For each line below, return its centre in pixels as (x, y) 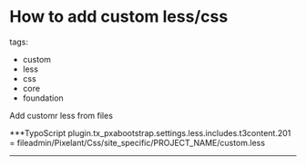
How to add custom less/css (119, 17)
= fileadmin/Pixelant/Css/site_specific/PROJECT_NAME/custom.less (138, 142)
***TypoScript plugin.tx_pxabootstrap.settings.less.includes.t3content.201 (150, 132)
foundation (43, 98)
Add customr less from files (61, 115)
